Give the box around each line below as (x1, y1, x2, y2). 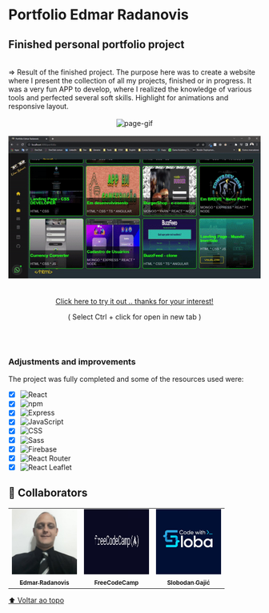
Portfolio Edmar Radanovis (8, 6, 190, 24)
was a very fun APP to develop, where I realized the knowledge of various (8, 84, 252, 94)
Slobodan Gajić (167, 579, 211, 587)
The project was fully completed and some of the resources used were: (8, 375, 244, 384)
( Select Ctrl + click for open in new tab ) (67, 311, 202, 322)
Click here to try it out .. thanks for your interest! (55, 296, 214, 306)
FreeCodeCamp (94, 579, 139, 587)
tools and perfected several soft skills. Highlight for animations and (8, 93, 229, 102)
